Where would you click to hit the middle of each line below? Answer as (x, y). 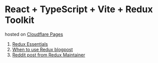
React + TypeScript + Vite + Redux (79, 9)
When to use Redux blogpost (42, 49)
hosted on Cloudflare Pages (34, 34)
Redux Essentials (30, 44)
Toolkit (20, 20)
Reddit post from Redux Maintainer (49, 55)
